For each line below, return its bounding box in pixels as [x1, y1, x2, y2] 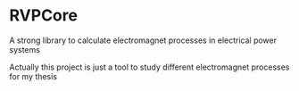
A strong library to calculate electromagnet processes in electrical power [9, 35, 277, 45]
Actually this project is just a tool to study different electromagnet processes [9, 62, 290, 72]
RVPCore [9, 5, 79, 26]
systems [9, 44, 40, 54]
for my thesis [9, 70, 58, 81]
